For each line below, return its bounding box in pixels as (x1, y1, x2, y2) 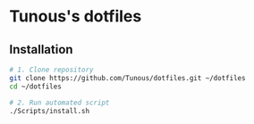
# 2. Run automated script (9, 98, 110, 107)
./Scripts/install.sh (9, 106, 90, 115)
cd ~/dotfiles (9, 82, 63, 91)
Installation (9, 42, 73, 57)
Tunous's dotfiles (9, 6, 142, 27)
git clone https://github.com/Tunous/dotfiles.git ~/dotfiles (9, 73, 246, 82)
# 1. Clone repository (9, 65, 94, 74)
